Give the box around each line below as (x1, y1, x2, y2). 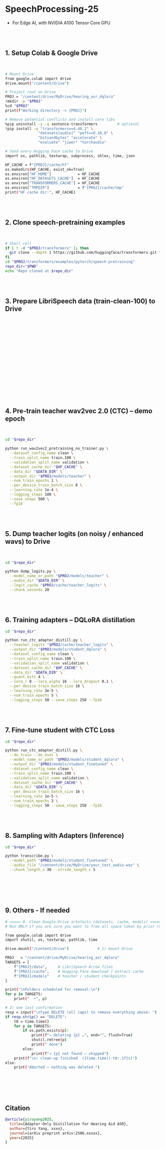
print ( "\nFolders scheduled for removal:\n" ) (5, 987, 100, 992)
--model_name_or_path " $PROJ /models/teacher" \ (9, 574, 109, 579)
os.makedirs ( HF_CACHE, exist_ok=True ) (5, 167, 84, 172)
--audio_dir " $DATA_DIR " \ (9, 578, 65, 583)
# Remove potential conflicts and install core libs (5, 117, 115, 122)
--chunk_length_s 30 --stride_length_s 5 (9, 868, 96, 872)
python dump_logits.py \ (5, 569, 56, 574)
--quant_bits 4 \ (9, 674, 45, 679)
